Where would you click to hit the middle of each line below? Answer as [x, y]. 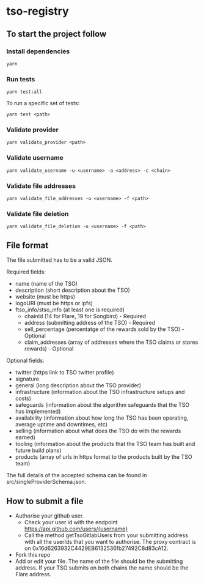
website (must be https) [45, 297]
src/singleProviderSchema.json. [46, 482]
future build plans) [38, 450]
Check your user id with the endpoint [71, 522]
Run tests [21, 79]
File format [27, 245]
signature [27, 379]
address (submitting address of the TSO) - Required [90, 323]
